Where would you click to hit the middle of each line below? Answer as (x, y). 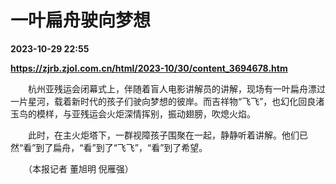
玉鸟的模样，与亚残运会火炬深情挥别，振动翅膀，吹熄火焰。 (133, 113)
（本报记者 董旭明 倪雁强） (80, 168)
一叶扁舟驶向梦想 (81, 20)
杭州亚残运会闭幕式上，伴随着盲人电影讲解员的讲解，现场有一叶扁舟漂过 (176, 88)
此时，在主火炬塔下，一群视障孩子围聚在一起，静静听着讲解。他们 (163, 135)
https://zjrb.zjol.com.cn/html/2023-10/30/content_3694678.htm (149, 68)
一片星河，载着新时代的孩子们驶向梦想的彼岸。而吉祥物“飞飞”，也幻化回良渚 (167, 101)
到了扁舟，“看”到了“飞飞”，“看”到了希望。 (121, 147)
